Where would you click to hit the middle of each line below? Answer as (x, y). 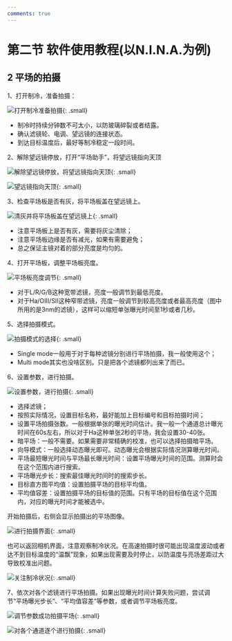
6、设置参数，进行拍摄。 (42, 377)
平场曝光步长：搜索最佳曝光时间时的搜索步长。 (84, 476)
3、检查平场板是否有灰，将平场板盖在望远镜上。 (76, 201)
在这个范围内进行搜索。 (50, 467)
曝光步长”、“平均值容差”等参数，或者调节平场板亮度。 (105, 601)
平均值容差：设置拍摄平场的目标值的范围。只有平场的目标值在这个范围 (117, 493)
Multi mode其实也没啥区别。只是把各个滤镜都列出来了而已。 (103, 362)
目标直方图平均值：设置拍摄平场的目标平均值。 (84, 484)
